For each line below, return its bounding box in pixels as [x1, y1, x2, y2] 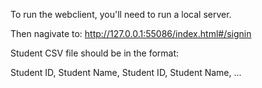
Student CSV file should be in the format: [10, 47, 180, 59]
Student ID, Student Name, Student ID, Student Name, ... [10, 67, 242, 78]
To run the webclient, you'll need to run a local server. [10, 9, 232, 20]
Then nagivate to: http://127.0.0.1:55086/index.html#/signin [10, 28, 252, 39]
